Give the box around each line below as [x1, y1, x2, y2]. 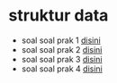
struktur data [8, 5, 109, 26]
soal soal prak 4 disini [21, 63, 103, 74]
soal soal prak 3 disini [21, 54, 103, 64]
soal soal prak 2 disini [21, 44, 103, 54]
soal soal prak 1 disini [21, 35, 101, 46]
